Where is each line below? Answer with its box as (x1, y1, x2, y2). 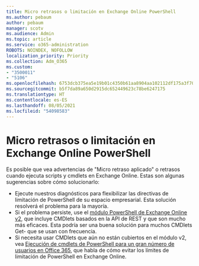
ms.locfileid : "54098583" (6, 108, 70, 114)
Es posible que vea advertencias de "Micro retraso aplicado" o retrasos (6, 166, 181, 173)
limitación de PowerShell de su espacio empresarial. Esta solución (14, 197, 176, 204)
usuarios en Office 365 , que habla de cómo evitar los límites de (14, 247, 169, 254)
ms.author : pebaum (6, 14, 52, 20)
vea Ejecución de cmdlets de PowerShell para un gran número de (14, 240, 175, 248)
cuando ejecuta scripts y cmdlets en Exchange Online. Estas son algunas (6, 172, 185, 179)
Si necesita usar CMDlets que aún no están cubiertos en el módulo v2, (14, 234, 187, 241)
